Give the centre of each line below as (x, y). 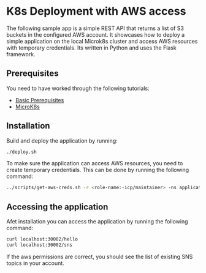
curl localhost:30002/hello (42, 239)
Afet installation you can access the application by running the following (97, 222)
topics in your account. (35, 263)
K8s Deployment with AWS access (96, 11)
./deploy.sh (21, 152)
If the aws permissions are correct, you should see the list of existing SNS (100, 256)
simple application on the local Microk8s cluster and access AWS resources (102, 41)
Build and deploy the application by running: (62, 140)
